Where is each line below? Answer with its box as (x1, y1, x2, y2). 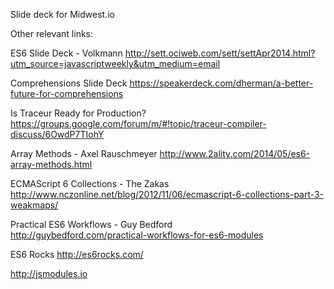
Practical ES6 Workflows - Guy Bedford (10, 219, 173, 230)
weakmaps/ (10, 199, 59, 211)
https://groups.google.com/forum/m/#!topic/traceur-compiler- (10, 118, 267, 129)
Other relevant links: (10, 28, 94, 39)
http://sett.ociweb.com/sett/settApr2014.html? (124, 47, 316, 59)
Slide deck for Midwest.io (10, 9, 115, 20)
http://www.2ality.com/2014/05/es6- (159, 148, 311, 159)
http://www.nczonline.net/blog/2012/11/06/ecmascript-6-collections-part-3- (10, 189, 325, 200)
